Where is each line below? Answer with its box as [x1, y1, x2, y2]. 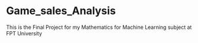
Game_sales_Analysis [6, 4, 116, 18]
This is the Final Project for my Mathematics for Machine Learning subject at [6, 24, 192, 31]
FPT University [6, 29, 43, 37]
